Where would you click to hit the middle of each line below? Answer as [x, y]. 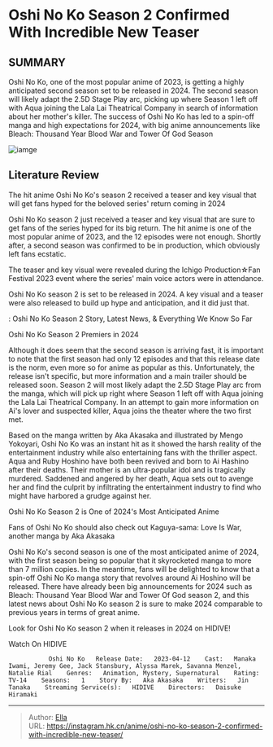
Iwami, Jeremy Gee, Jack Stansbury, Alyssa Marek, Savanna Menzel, [125, 666]
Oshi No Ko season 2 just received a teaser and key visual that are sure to [132, 219]
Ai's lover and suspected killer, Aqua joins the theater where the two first [130, 411]
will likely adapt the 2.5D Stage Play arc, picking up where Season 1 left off [133, 99]
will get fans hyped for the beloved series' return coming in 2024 [117, 203]
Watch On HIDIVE [38, 644]
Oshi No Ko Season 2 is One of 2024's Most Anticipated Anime [114, 512]
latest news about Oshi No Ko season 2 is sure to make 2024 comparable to [135, 604]
